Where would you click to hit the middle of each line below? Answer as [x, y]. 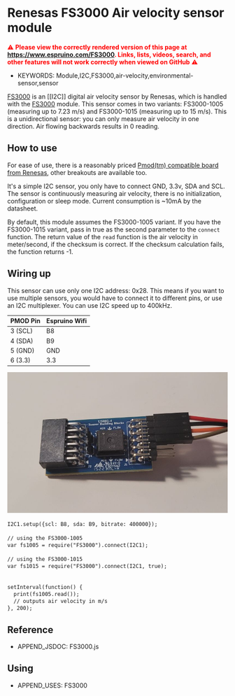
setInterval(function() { [45, 588]
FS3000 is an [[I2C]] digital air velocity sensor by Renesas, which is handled [117, 97]
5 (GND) [22, 350]
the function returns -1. [40, 251]
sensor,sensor [38, 83]
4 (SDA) [22, 341]
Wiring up [29, 274]
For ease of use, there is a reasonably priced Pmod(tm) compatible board [113, 165]
